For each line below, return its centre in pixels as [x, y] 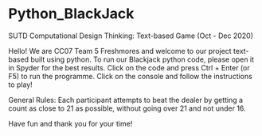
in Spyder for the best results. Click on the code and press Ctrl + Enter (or [129, 67]
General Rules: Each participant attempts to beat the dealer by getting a [126, 100]
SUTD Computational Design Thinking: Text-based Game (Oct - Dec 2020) [131, 36]
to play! [21, 85]
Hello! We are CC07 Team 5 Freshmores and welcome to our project [120, 51]
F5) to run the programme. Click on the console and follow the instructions [130, 76]
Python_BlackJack [71, 14]
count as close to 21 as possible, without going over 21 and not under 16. [127, 108]
